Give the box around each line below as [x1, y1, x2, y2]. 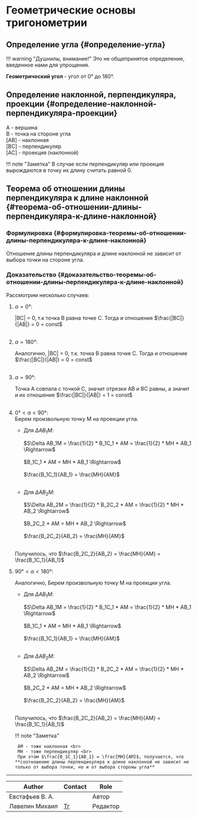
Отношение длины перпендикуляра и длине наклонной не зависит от [6, 250, 181, 257]
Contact [64, 782, 87, 790]
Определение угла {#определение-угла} [6, 39, 166, 50]
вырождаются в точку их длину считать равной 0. [6, 166, 133, 174]
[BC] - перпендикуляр [6, 143, 62, 150]
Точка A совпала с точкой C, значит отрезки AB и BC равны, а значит [14, 385, 190, 392]
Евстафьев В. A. [9, 792, 54, 800]
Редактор [92, 802, 120, 810]
